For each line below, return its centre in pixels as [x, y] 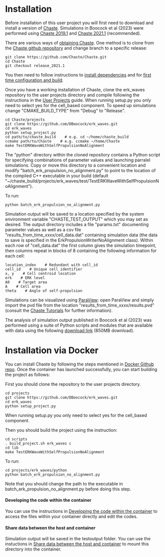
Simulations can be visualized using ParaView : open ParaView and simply [80, 300]
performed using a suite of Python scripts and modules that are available [79, 325]
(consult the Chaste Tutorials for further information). [59, 310]
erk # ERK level [25, 278]
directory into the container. [33, 549]
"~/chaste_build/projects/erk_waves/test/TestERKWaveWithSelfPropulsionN [82, 181]
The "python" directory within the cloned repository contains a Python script [83, 154]
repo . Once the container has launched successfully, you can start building [81, 369]
